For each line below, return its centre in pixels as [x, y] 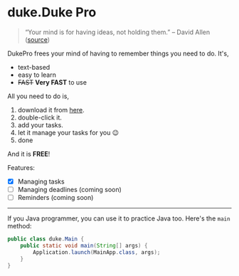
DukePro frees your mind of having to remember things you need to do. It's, [118, 53]
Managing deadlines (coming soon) [70, 190]
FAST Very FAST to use [52, 82]
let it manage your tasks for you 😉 [68, 132]
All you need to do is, [38, 96]
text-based [34, 67]
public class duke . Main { [46, 239]
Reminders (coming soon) [55, 198]
